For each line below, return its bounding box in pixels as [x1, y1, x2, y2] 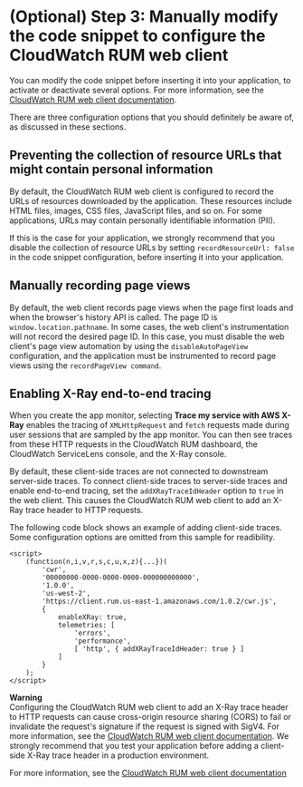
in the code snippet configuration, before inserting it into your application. [9, 251, 285, 262]
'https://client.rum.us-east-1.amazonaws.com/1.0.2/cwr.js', [42, 597, 278, 607]
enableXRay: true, [57, 613, 128, 622]
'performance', [73, 636, 131, 646]
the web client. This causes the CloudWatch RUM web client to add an [9, 495, 271, 506]
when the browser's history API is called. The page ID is [9, 311, 218, 323]
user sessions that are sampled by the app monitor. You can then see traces [9, 429, 293, 441]
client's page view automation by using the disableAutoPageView [9, 340, 249, 351]
